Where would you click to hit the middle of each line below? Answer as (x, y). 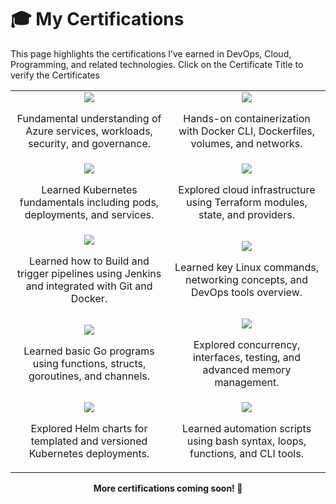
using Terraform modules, (247, 202)
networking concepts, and (246, 279)
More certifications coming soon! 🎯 (168, 488)
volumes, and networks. (246, 143)
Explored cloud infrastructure (247, 189)
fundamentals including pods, (89, 202)
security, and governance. (89, 143)
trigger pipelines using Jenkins (89, 273)
